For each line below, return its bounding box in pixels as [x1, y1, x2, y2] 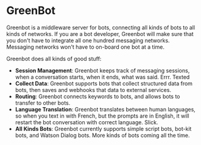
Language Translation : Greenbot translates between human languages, [15, 105, 196, 113]
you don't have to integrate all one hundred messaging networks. [6, 37, 170, 44]
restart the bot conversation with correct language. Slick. [15, 118, 158, 126]
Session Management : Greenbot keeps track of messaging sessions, [15, 66, 190, 74]
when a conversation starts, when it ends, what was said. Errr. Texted [15, 73, 190, 80]
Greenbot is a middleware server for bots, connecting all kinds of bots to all [6, 24, 196, 31]
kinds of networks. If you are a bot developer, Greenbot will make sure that [6, 30, 194, 37]
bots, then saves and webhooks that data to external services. [15, 86, 172, 93]
